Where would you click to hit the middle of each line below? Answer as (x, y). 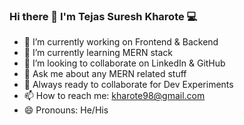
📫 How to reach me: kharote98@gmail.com (114, 96)
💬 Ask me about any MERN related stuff (105, 74)
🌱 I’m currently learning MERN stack (98, 53)
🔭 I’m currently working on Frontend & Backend (121, 42)
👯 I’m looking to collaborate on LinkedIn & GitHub (124, 63)
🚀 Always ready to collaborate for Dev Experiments (128, 85)
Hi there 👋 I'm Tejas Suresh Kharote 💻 (103, 16)
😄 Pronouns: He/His (66, 110)
